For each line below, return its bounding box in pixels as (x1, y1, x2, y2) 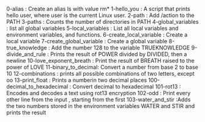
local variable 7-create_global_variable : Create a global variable (6, 38, 168, 45)
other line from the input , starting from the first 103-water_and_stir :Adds (6, 96, 191, 103)
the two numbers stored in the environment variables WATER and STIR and (6, 102, 195, 109)
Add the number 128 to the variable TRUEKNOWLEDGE (51, 44, 190, 51)
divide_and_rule (6, 51, 47, 57)
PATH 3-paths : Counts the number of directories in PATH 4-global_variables (6, 18, 199, 25)
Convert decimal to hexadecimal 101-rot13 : (72, 83, 181, 90)
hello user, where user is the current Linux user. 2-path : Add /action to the (6, 12, 195, 19)
